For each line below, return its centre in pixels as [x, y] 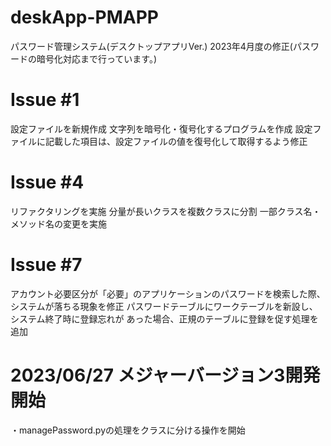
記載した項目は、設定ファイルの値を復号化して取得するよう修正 [176, 141]
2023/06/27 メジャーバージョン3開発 [165, 375]
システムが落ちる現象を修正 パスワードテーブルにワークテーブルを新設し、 [164, 306]
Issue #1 [45, 100]
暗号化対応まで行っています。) [97, 58]
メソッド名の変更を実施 [58, 223]
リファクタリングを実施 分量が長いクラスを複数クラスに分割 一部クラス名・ [166, 211]
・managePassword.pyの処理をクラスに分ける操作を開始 [128, 430]
